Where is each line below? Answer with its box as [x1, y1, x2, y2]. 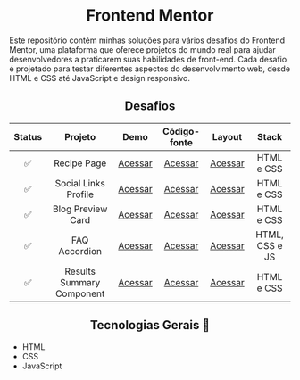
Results [64, 265, 96, 277]
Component [54, 287, 105, 300]
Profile [66, 188, 95, 201]
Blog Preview [52, 202, 108, 215]
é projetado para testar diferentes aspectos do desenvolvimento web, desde [9, 63, 291, 74]
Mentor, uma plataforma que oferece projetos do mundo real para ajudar [9, 44, 276, 54]
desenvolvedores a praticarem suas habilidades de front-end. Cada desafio [9, 54, 287, 64]
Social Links [54, 177, 105, 189]
